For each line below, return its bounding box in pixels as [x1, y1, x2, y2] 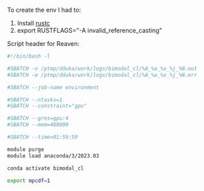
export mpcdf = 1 [7, 177, 51, 184]
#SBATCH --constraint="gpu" [7, 103, 88, 110]
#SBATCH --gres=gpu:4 [7, 115, 69, 122]
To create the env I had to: [7, 6, 81, 14]
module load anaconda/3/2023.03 [7, 152, 99, 160]
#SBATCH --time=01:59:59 [7, 133, 78, 140]
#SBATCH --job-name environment [7, 84, 99, 91]
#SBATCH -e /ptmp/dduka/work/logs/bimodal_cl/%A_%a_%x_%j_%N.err [7, 71, 197, 78]
